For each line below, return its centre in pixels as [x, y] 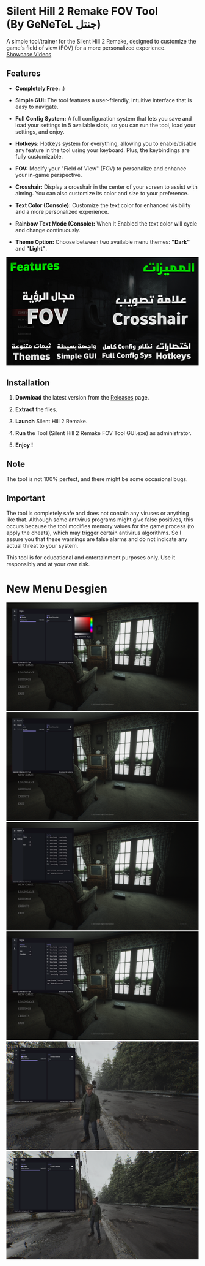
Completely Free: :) [40, 88]
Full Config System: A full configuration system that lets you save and [103, 118]
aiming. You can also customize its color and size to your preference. [102, 193]
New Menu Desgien [57, 589]
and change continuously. [48, 230]
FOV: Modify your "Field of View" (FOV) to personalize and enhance [101, 168]
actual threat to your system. [42, 545]
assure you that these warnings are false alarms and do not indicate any [97, 539]
